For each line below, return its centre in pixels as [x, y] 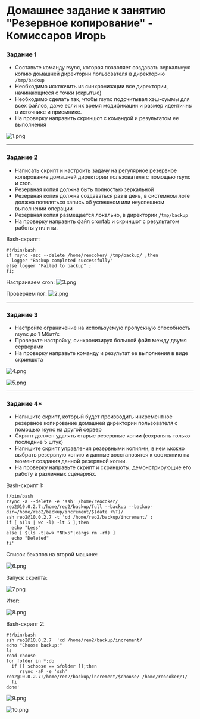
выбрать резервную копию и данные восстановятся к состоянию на [102, 455]
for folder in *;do [30, 661]
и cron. [24, 183]
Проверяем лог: [27, 293]
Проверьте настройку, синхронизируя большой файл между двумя [101, 341]
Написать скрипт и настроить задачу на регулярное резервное [96, 170]
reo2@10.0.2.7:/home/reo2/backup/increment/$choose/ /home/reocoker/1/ [97, 677]
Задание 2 [22, 157]
